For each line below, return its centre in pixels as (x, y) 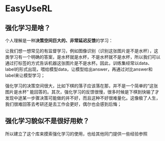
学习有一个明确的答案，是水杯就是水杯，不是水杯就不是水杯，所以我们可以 (85, 57)
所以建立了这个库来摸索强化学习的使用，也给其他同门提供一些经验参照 (76, 134)
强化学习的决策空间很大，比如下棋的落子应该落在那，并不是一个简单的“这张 (82, 86)
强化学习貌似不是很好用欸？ (47, 121)
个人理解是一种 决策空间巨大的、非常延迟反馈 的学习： (59, 40)
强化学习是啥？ (28, 28)
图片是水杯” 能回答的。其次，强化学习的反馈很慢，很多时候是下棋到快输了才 (82, 92)
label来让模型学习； (25, 75)
